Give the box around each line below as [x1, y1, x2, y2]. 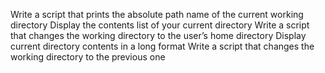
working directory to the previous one [10, 51, 166, 63]
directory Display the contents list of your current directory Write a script [10, 19, 310, 31]
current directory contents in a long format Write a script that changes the [10, 40, 315, 52]
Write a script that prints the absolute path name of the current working [10, 9, 304, 20]
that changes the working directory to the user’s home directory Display [10, 30, 307, 41]
